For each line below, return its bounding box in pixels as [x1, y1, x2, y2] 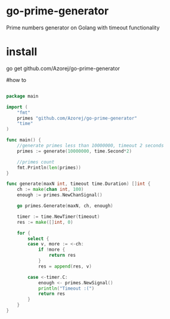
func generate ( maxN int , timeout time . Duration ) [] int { [6, 181, 151, 187]
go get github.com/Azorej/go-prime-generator [6, 65, 120, 72]
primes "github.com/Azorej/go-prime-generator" [17, 115, 137, 121]
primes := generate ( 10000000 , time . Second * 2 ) [17, 148, 132, 154]
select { [27, 235, 50, 242]
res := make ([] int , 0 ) [17, 219, 73, 225]
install [6, 45, 38, 59]
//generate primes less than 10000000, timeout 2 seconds [17, 142, 164, 148]
